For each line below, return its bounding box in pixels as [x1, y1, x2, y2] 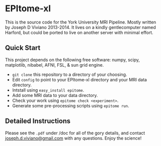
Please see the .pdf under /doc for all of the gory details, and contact [5, 130, 145, 136]
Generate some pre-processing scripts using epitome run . [12, 102, 130, 108]
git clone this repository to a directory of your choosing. [12, 72, 127, 77]
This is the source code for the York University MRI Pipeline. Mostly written [5, 19, 157, 25]
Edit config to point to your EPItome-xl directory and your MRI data [12, 76, 147, 82]
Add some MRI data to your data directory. [12, 92, 98, 98]
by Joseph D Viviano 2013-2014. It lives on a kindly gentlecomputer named [5, 24, 156, 30]
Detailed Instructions [5, 117, 71, 125]
